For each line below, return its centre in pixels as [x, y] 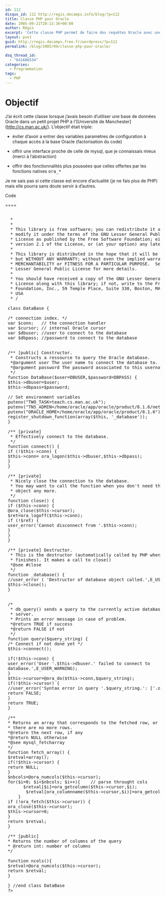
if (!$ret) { [23, 520]
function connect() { [34, 446]
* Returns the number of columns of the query [65, 841]
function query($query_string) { [48, 639]
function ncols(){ [30, 861]
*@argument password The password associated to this [76, 367]
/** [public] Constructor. [40, 353]
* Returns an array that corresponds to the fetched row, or [83, 723]
